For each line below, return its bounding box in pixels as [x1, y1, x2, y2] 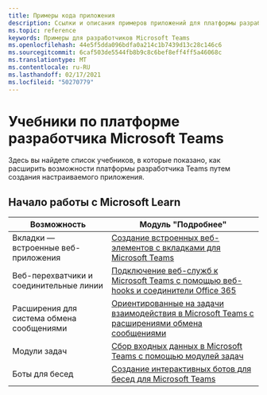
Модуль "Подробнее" [139, 219, 227, 230]
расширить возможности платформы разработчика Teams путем [8, 164, 230, 173]
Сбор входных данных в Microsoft [110, 341, 242, 352]
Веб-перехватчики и [12, 270, 93, 281]
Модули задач [12, 346, 68, 357]
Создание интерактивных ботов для [110, 363, 252, 374]
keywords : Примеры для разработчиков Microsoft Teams [8, 33, 191, 42]
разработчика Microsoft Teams [8, 129, 224, 147]
